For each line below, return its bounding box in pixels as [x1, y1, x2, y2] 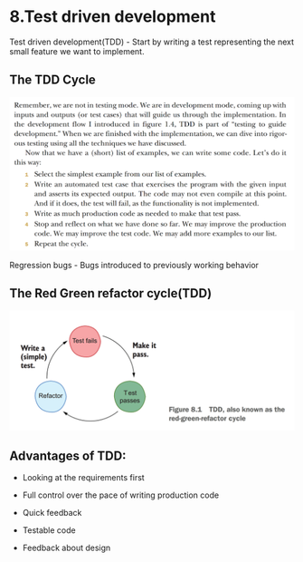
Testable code [22, 524, 76, 536]
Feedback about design [22, 542, 111, 553]
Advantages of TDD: [9, 448, 127, 463]
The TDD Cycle [9, 73, 97, 88]
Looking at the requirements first [22, 471, 145, 482]
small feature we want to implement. [9, 45, 145, 56]
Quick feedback [22, 507, 82, 518]
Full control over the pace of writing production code [22, 489, 220, 500]
